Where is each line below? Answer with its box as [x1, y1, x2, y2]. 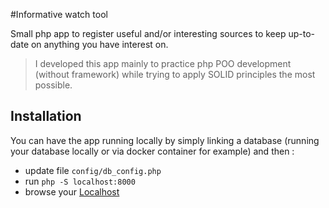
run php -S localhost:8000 [24, 175, 136, 187]
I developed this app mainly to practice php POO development [34, 58, 292, 69]
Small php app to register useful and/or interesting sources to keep [10, 28, 287, 39]
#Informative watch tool [10, 9, 108, 20]
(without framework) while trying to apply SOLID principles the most [34, 69, 316, 80]
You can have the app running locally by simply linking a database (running [10, 134, 320, 146]
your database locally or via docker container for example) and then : [10, 145, 295, 157]
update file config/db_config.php [24, 164, 162, 176]
